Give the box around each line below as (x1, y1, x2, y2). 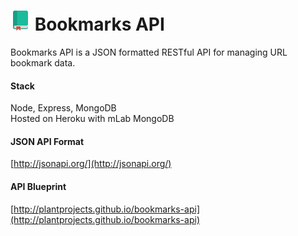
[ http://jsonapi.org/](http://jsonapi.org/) (10, 158, 172, 170)
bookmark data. (10, 56, 76, 69)
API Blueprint (10, 180, 67, 192)
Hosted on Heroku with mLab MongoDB (10, 113, 175, 125)
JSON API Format (10, 135, 85, 147)
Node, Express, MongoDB (10, 102, 117, 114)
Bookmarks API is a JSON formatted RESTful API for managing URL (10, 46, 288, 58)
